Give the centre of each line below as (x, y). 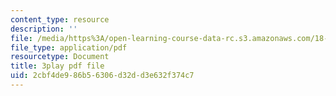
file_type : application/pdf (69, 47)
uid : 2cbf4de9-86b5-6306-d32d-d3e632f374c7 (102, 76)
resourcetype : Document (60, 57)
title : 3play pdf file (57, 66)
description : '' (44, 29)
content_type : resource (60, 19)
